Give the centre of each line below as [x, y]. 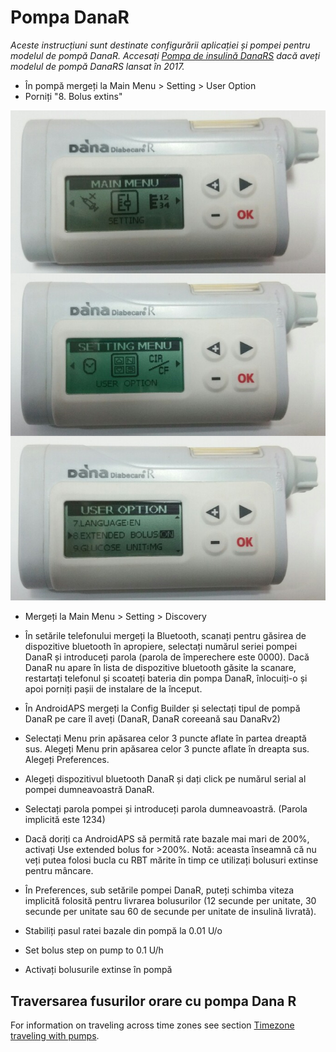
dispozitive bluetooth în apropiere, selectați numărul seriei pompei [161, 647]
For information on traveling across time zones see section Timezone [152, 1025]
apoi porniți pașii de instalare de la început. [113, 689]
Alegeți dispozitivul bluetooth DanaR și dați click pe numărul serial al [165, 779]
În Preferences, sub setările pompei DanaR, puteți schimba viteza [159, 890]
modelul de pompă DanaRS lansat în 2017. [97, 66]
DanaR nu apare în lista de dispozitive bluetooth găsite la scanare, [160, 668]
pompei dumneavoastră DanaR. [89, 790]
